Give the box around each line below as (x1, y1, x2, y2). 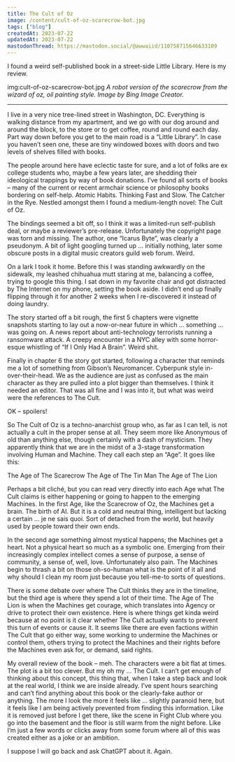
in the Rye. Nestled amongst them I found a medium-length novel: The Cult (7, 199, 223, 206)
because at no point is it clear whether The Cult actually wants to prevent (7, 616, 218, 624)
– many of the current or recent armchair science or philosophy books (7, 183, 209, 192)
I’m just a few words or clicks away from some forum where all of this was (7, 726, 220, 734)
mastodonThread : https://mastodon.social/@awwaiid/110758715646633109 (7, 43, 218, 50)
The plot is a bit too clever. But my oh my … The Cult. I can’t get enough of (7, 667, 222, 675)
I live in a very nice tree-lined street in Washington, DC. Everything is (7, 110, 205, 119)
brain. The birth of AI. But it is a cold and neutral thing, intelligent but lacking (7, 508, 227, 515)
